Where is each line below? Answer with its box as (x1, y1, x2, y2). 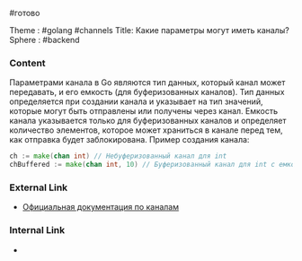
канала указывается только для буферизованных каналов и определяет (9, 116, 287, 126)
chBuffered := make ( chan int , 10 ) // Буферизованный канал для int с (9, 161, 276, 170)
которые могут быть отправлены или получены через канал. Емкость (9, 106, 279, 117)
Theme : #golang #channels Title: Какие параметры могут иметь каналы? (9, 25, 289, 35)
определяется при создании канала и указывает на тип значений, (9, 96, 263, 107)
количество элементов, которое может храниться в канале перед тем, (9, 125, 283, 135)
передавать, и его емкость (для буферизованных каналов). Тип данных (9, 87, 285, 98)
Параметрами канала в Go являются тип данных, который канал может (9, 77, 286, 88)
